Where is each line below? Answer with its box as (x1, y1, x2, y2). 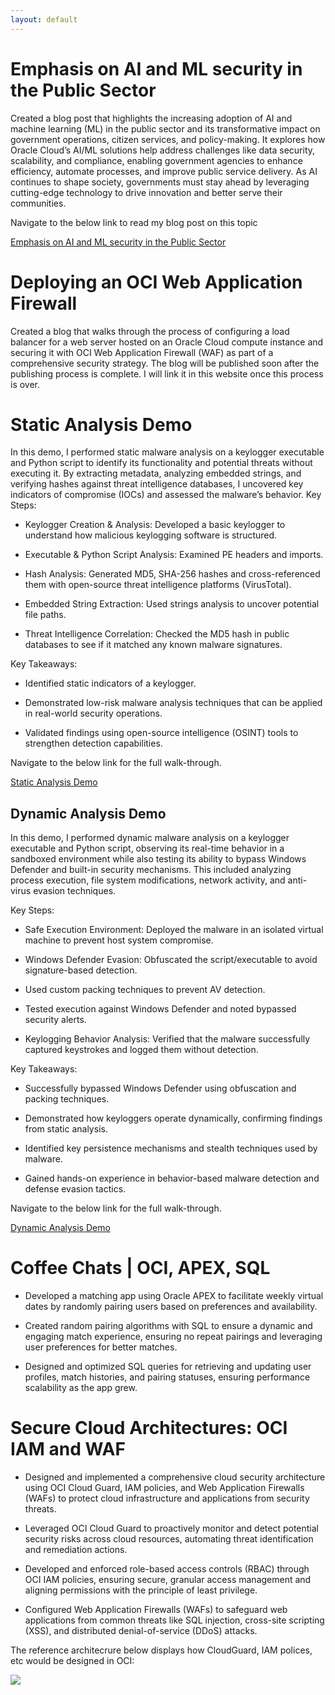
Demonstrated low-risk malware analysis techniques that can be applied (24, 697, 323, 709)
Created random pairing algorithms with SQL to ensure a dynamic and (24, 1320, 313, 1332)
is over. (10, 378, 41, 390)
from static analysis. (24, 1123, 108, 1135)
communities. (10, 197, 67, 209)
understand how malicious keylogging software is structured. (24, 529, 278, 541)
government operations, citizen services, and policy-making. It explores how (10, 133, 326, 145)
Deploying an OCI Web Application (10, 271, 303, 293)
